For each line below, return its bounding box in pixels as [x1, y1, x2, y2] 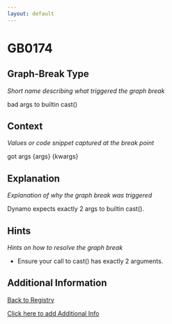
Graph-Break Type [7, 68, 89, 80]
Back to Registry [7, 295, 54, 304]
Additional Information [7, 277, 107, 289]
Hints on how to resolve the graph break [7, 244, 123, 252]
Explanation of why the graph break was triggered [7, 191, 153, 200]
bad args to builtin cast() [7, 100, 78, 108]
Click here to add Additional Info [7, 309, 100, 318]
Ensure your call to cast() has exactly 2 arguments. [17, 257, 164, 265]
